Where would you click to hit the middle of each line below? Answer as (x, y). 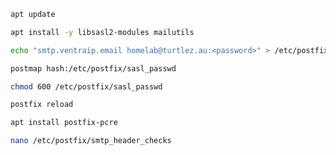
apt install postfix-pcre (64, 123)
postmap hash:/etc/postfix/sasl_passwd (93, 68)
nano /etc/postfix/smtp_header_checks (91, 141)
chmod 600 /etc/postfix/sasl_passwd (86, 86)
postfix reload (42, 105)
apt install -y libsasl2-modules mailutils (102, 32)
